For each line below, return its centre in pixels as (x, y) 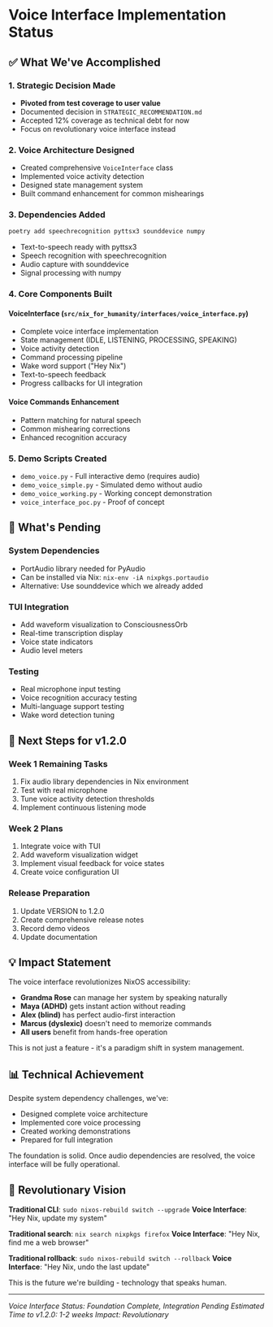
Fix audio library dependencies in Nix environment (104, 781)
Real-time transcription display (71, 633)
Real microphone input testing (70, 690)
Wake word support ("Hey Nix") (73, 366)
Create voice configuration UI (69, 872)
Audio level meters (52, 650)
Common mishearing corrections (75, 429)
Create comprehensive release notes (82, 920)
